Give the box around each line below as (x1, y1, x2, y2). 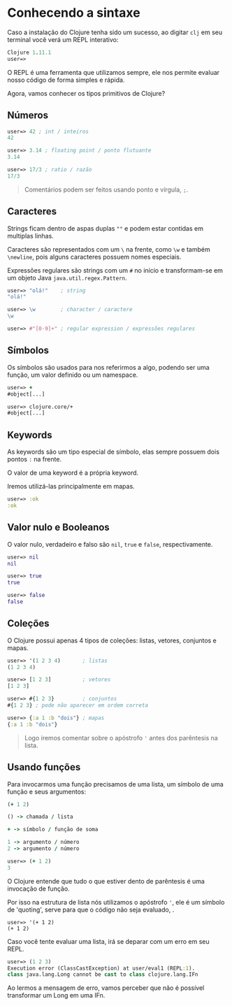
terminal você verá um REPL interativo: (7, 35, 119, 43)
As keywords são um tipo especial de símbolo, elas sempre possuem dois (7, 447, 220, 456)
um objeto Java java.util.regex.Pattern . (7, 273, 127, 282)
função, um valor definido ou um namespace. (7, 371, 138, 379)
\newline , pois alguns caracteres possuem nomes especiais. (7, 252, 182, 261)
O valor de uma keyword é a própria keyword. (7, 468, 139, 477)
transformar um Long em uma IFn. (7, 991, 106, 1000)
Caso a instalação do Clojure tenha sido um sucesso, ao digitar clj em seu (7, 28, 223, 36)
